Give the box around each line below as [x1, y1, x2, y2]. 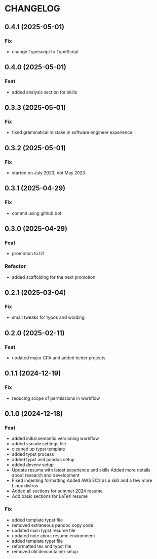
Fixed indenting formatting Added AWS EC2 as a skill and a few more [11, 477, 153, 483]
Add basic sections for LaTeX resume [11, 493, 88, 499]
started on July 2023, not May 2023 [11, 170, 85, 175]
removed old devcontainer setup [11, 548, 78, 554]
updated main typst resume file [11, 527, 76, 533]
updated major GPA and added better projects [11, 354, 106, 361]
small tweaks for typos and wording [11, 314, 85, 320]
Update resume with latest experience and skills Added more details [11, 467, 151, 473]
